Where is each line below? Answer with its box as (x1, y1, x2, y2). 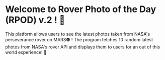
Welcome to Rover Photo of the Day (5, 4, 156, 15)
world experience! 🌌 (5, 49, 47, 55)
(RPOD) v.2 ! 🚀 (5, 14, 65, 26)
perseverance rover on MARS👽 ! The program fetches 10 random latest (5, 36, 153, 42)
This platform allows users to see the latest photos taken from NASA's (5, 31, 150, 37)
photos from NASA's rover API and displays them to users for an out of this (5, 44, 160, 50)
